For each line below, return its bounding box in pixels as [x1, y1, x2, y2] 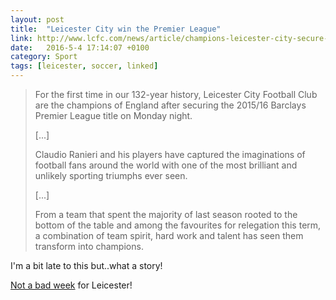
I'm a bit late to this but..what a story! [10, 260, 163, 271]
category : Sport [10, 52, 78, 62]
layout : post [10, 14, 65, 25]
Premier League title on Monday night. [34, 110, 193, 121]
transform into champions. [34, 241, 144, 252]
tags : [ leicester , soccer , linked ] [10, 61, 159, 71]
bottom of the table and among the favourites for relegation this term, [34, 219, 322, 231]
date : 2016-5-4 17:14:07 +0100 [10, 42, 150, 53]
